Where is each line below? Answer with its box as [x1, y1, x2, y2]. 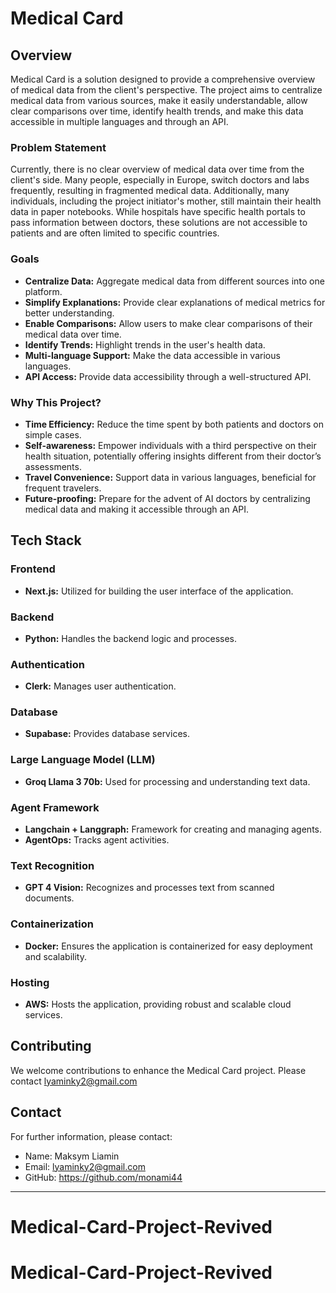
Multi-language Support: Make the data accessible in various [24, 349, 281, 361]
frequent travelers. [24, 482, 102, 494]
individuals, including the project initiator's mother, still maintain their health [10, 195, 322, 207]
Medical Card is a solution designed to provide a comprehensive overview [10, 73, 316, 85]
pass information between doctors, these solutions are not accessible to [10, 217, 308, 229]
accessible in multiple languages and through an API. [10, 116, 229, 127]
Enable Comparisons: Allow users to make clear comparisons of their [24, 317, 313, 329]
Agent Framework [10, 800, 100, 814]
